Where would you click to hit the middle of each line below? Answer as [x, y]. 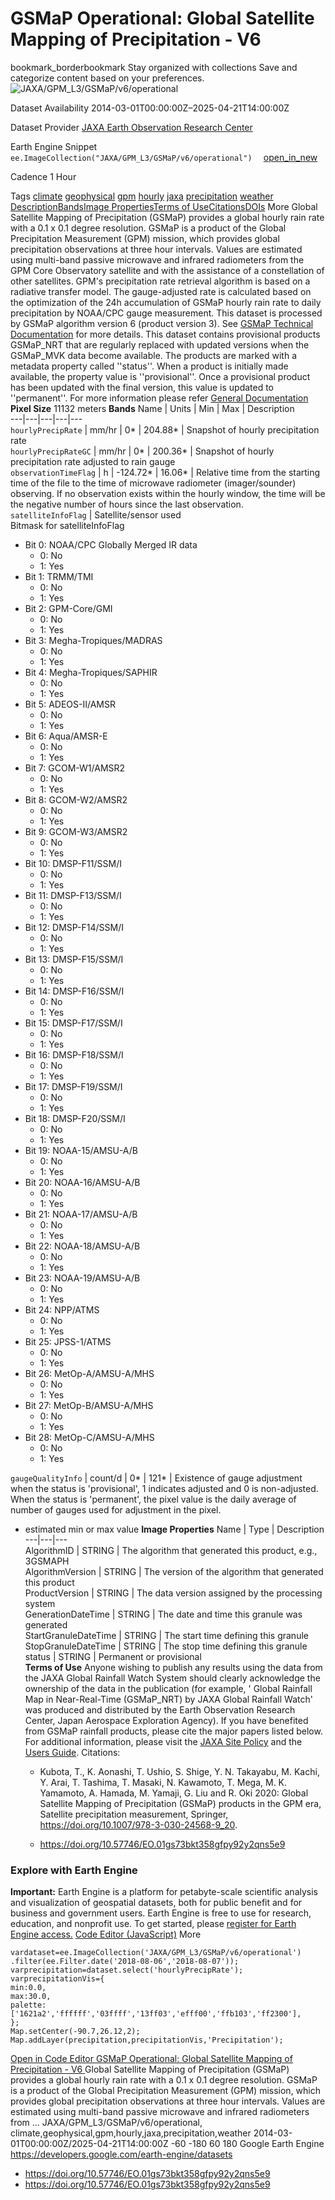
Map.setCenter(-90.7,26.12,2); [75, 2032]
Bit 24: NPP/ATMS [62, 1309]
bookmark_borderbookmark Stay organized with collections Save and [154, 67]
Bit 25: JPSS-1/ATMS [68, 1341]
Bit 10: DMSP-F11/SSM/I [73, 863]
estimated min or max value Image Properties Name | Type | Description [174, 1529]
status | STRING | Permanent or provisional [113, 1656]
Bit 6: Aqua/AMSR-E [66, 736]
